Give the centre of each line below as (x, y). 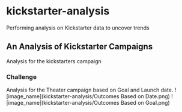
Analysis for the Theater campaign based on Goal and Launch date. (90, 90)
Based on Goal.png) (145, 103)
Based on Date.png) (145, 96)
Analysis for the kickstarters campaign (54, 61)
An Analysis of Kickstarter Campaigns (80, 47)
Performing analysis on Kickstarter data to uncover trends (78, 28)
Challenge (22, 76)
